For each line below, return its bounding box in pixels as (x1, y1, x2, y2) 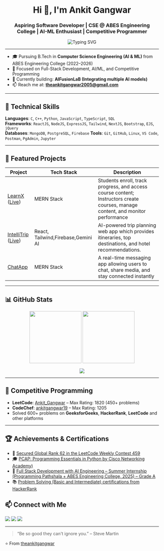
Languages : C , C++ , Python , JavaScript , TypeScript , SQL (5, 115, 115, 122)
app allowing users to (98, 261, 147, 267)
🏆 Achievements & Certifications (5, 435, 109, 443)
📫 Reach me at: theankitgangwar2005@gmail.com (12, 82, 119, 88)
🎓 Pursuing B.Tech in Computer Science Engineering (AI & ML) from (12, 53, 153, 59)
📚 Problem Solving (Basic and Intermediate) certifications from (12, 478, 140, 485)
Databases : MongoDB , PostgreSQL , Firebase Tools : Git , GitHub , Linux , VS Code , (5, 130, 159, 136)
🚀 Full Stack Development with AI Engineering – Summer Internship (12, 468, 147, 474)
